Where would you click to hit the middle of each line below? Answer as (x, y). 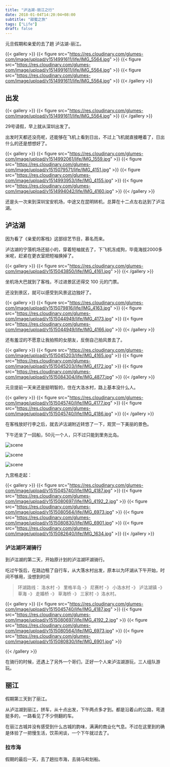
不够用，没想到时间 (29, 577)
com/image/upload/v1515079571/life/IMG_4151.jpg (57, 170)
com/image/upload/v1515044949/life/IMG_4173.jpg (58, 318)
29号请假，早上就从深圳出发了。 (39, 126)
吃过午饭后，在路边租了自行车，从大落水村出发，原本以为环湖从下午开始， (83, 571)
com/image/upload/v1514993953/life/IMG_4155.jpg (58, 180)
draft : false (19, 29)
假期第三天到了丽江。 (27, 699)
